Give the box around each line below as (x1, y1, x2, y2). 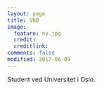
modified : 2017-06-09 (7, 56, 71, 63)
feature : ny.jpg (13, 29, 61, 37)
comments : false (7, 50, 55, 57)
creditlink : (13, 43, 49, 50)
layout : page (7, 10, 46, 18)
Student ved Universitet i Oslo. (7, 75, 96, 83)
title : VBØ (7, 17, 39, 24)
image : (7, 23, 27, 30)
